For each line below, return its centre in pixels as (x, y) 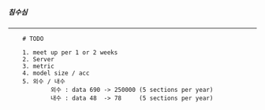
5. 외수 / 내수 (44, 81)
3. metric (39, 66)
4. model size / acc (56, 73)
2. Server (39, 59)
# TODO (33, 38)
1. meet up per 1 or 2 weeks (70, 52)
